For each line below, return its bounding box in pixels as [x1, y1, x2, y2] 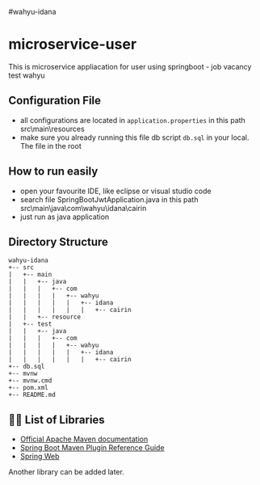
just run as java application [19, 212, 110, 221]
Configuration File [8, 94, 102, 108]
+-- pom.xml [8, 384, 48, 392]
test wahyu [8, 70, 46, 80]
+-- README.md [8, 391, 57, 399]
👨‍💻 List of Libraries [8, 412, 105, 427]
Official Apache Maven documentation [19, 434, 149, 444]
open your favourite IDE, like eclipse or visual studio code [19, 186, 212, 196]
